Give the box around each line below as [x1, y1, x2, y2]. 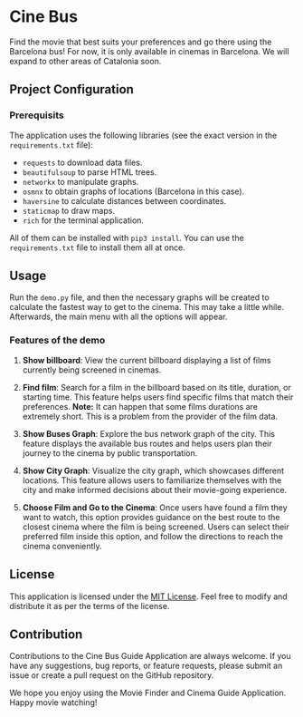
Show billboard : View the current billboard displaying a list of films [22, 354, 271, 365]
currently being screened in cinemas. [22, 364, 162, 375]
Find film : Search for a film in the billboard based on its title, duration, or [22, 382, 291, 392]
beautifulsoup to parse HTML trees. [22, 166, 157, 178]
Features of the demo [9, 334, 106, 346]
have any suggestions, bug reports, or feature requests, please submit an [9, 660, 283, 672]
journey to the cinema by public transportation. [22, 447, 198, 459]
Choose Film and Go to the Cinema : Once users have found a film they [22, 501, 288, 513]
